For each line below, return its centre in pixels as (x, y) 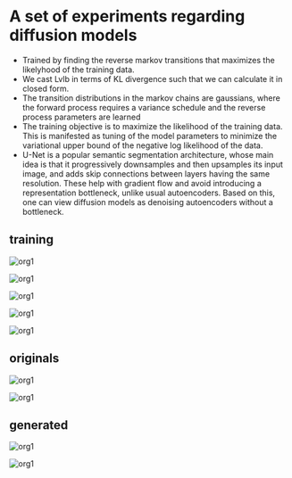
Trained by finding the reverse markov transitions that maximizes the (148, 60)
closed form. (46, 88)
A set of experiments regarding (127, 16)
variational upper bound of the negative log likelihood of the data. (142, 145)
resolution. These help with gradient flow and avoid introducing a (142, 183)
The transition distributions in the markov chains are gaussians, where (151, 98)
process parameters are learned (81, 117)
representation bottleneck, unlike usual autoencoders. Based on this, (148, 193)
